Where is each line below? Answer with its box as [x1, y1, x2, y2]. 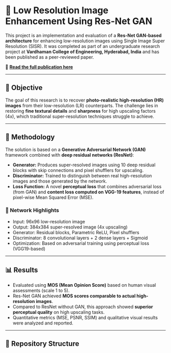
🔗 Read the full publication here [5, 64, 73, 70]
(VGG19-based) [12, 245, 46, 251]
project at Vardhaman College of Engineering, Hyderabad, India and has [5, 48, 159, 55]
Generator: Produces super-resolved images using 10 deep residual [12, 162, 156, 168]
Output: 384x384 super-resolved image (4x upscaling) [12, 224, 128, 230]
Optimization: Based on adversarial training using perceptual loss [12, 240, 149, 246]
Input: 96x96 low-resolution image [12, 218, 85, 224]
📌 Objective [5, 84, 43, 92]
